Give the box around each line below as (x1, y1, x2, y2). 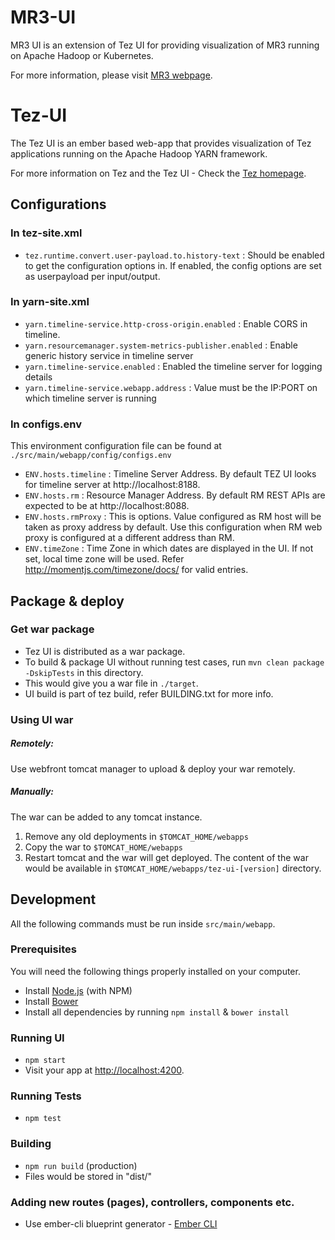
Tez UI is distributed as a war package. (24, 645, 186, 657)
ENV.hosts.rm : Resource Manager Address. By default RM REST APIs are (24, 489, 326, 501)
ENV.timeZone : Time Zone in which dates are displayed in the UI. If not (24, 542, 314, 555)
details (24, 371, 53, 383)
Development (10, 891, 97, 908)
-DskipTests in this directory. (24, 666, 144, 678)
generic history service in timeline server (24, 349, 194, 361)
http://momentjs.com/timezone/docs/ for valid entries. (24, 564, 249, 576)
